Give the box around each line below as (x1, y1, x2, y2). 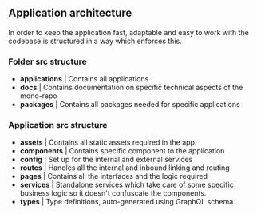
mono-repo (19, 91, 57, 101)
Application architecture (8, 6, 132, 20)
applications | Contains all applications (19, 74, 149, 84)
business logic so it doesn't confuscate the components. (19, 188, 207, 198)
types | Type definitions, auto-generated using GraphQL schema (19, 197, 234, 207)
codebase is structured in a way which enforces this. (8, 36, 182, 46)
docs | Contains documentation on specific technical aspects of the (19, 83, 243, 93)
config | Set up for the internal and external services (19, 155, 193, 164)
